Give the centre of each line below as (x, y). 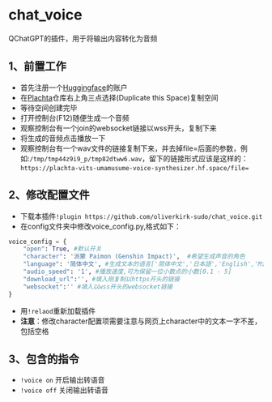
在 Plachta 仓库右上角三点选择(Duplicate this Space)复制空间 (119, 97)
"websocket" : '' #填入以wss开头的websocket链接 (98, 287)
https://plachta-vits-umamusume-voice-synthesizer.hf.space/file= (134, 168)
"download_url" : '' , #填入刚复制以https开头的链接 (102, 279)
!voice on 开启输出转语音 (62, 380)
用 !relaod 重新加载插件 (57, 310)
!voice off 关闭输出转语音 (64, 390)
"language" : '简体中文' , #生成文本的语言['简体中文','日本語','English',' (141, 264)
